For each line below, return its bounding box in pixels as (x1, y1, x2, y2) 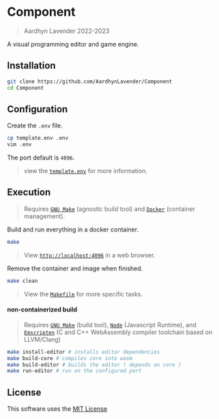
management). (23, 212, 65, 220)
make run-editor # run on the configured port (7, 368, 142, 374)
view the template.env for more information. (23, 167, 148, 175)
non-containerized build (7, 305, 78, 314)
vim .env (7, 141, 32, 148)
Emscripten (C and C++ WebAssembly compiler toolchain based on (23, 328, 213, 336)
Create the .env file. (7, 121, 63, 130)
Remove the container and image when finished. (7, 264, 143, 272)
